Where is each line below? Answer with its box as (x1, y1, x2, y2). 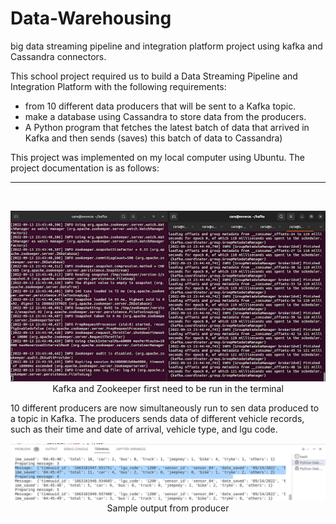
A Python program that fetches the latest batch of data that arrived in (24, 121, 310, 133)
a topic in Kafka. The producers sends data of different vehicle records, (10, 412, 305, 424)
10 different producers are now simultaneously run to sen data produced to (10, 402, 320, 414)
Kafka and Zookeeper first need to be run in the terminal (52, 382, 284, 394)
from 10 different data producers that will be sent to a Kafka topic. (24, 100, 297, 112)
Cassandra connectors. (10, 50, 107, 62)
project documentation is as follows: (10, 162, 160, 174)
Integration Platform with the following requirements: (10, 80, 227, 92)
